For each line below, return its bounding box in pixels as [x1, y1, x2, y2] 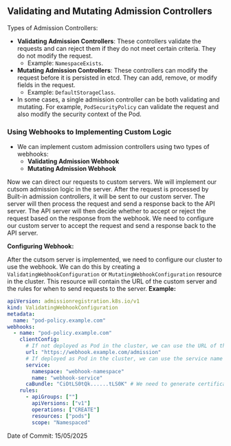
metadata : [7, 310, 36, 318]
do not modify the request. [16, 51, 93, 60]
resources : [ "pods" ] [32, 412, 91, 419]
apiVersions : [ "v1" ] [32, 400, 91, 407]
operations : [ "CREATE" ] [32, 406, 100, 413]
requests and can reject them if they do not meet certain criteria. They [16, 44, 217, 52]
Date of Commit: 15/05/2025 [7, 432, 88, 440]
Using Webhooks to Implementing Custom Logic [7, 127, 172, 137]
